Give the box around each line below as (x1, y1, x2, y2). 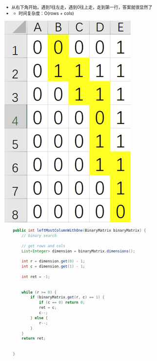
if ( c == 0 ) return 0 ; (39, 300, 85, 305)
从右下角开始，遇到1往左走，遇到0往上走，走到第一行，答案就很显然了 (11, 4, 153, 10)
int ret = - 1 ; (21, 274, 50, 279)
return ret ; (21, 336, 46, 341)
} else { (30, 315, 48, 321)
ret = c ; (39, 305, 57, 310)
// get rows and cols (21, 243, 66, 248)
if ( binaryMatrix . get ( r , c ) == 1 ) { (30, 295, 105, 300)
